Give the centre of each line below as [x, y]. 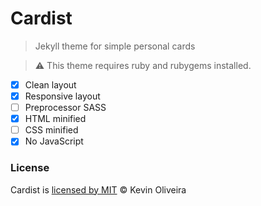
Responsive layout [62, 96]
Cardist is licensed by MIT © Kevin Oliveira [98, 189]
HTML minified [55, 119]
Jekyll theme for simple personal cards [115, 46]
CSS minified [51, 130]
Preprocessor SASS [65, 108]
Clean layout [50, 84]
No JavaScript [54, 141]
